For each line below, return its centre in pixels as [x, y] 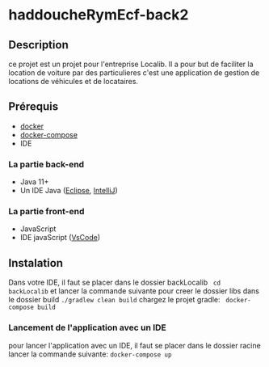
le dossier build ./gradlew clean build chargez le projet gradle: [114, 300]
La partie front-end [46, 212]
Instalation [36, 263]
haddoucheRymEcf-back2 [99, 15]
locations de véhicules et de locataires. [74, 81]
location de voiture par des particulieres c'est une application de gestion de [134, 73]
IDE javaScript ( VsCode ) [60, 238]
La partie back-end [46, 164]
